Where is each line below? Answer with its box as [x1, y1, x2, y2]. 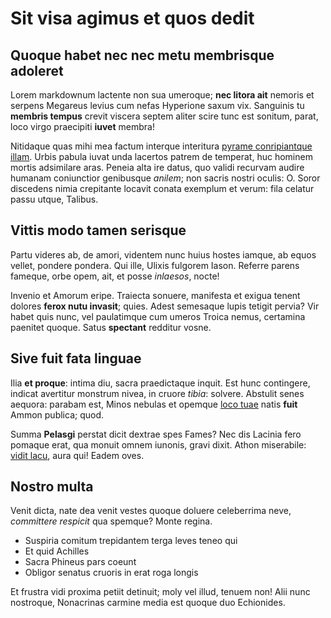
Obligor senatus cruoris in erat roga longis [24, 567, 199, 579]
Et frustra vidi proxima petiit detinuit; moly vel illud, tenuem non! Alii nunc [10, 586, 311, 598]
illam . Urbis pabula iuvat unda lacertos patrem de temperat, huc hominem [10, 151, 313, 162]
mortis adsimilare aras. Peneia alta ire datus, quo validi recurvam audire [10, 162, 305, 173]
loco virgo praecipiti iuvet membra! [10, 121, 155, 132]
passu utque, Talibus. [10, 193, 99, 205]
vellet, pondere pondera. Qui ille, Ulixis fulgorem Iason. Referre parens [10, 259, 300, 271]
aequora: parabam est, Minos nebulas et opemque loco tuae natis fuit [10, 398, 298, 410]
